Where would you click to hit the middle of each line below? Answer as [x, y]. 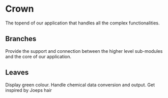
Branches [21, 39]
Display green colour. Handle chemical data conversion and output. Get [80, 85]
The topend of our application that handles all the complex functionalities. [82, 23]
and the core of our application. [38, 56]
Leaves [17, 72]
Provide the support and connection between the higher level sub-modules [84, 51]
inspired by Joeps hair [29, 90]
